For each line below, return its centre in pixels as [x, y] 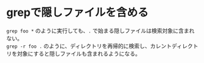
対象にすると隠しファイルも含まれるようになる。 [79, 53]
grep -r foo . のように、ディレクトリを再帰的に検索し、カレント [89, 46]
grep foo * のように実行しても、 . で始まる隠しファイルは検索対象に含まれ [100, 31]
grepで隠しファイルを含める [77, 13]
